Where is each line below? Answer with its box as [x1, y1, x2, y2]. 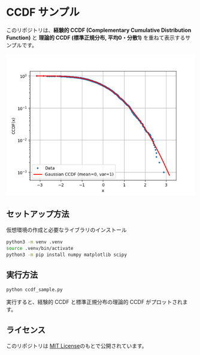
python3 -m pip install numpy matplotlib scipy [6, 252, 128, 258]
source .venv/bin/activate [6, 245, 74, 251]
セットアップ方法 [6, 209, 69, 219]
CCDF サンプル [6, 5, 80, 19]
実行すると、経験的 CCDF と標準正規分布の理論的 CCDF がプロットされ [6, 299, 183, 306]
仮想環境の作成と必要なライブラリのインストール [6, 226, 127, 233]
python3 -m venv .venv [6, 238, 63, 245]
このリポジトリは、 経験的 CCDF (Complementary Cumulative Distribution [6, 26, 192, 34]
